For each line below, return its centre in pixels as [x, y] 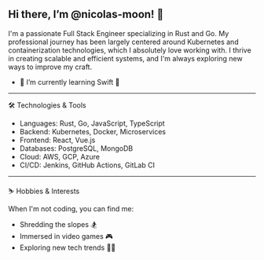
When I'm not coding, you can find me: [71, 208]
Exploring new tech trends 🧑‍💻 [68, 247]
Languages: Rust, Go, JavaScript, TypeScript [92, 123]
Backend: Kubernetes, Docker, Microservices [93, 131]
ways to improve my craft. [50, 67]
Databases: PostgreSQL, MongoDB [76, 148]
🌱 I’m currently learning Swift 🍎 [70, 82]
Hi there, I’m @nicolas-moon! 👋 [86, 15]
